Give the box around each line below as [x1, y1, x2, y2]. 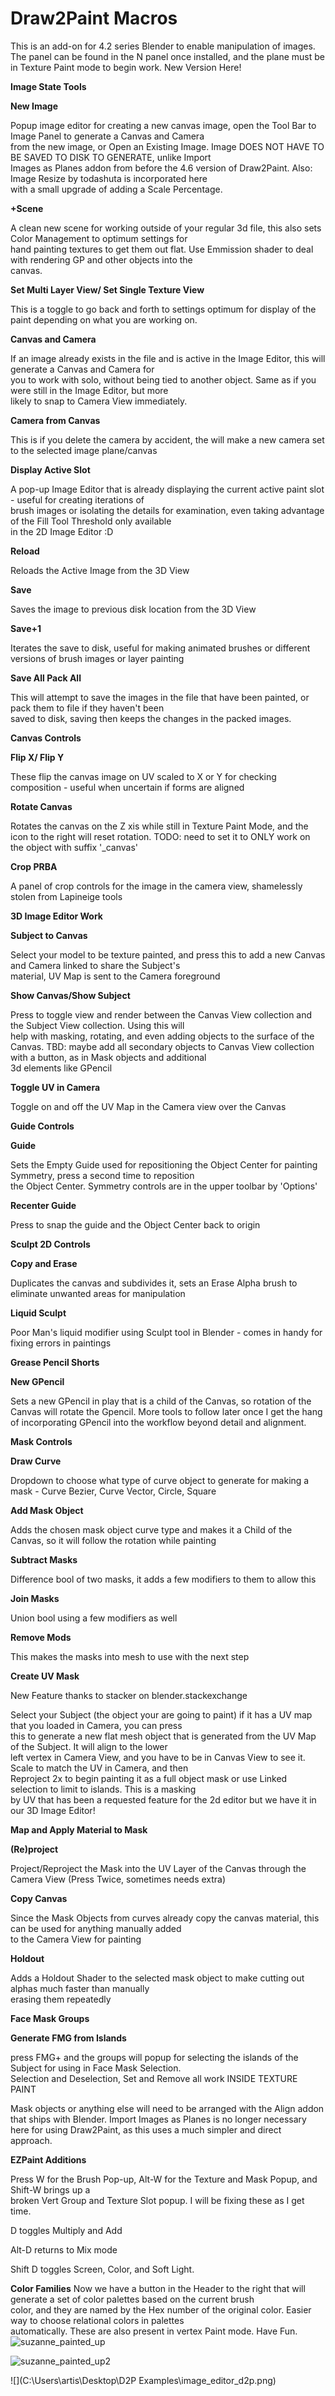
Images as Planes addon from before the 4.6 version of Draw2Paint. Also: [10, 162, 313, 174]
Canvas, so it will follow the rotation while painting [10, 1534, 217, 1546]
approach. [10, 2134, 53, 2146]
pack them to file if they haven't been [10, 702, 165, 714]
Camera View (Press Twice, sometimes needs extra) [10, 1873, 227, 1885]
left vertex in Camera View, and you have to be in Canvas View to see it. [10, 1751, 306, 1763]
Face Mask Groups [10, 2012, 90, 2024]
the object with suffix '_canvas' [10, 841, 138, 853]
